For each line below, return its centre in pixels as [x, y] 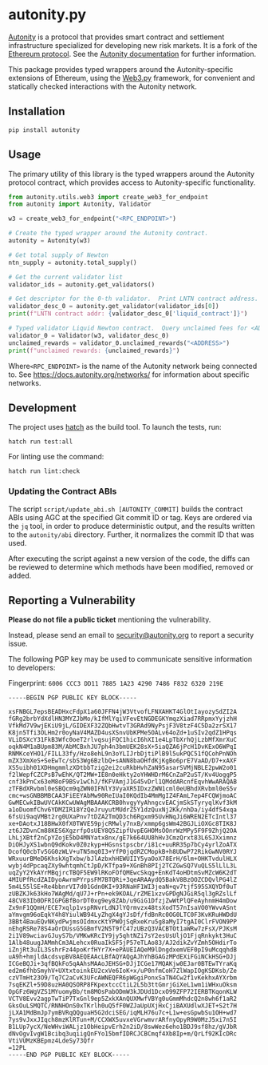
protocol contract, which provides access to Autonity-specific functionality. [132, 182]
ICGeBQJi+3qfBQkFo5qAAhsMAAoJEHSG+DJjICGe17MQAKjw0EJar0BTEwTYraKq [123, 964]
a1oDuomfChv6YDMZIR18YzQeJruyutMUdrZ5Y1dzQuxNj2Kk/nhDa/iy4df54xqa [123, 810]
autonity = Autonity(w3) [49, 241]
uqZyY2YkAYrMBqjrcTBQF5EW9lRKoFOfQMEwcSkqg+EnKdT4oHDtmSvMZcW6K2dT [123, 873]
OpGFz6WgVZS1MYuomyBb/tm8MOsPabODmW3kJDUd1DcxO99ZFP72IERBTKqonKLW [123, 992]
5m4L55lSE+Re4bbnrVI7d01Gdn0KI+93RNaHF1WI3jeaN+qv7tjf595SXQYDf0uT [123, 887]
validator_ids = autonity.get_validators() [82, 284]
